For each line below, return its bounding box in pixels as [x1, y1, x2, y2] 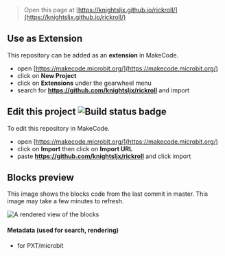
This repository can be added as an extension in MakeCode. [7, 51, 179, 59]
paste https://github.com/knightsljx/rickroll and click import [16, 152, 191, 160]
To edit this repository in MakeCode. [7, 124, 110, 132]
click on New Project [16, 71, 77, 79]
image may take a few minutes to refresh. [7, 197, 124, 205]
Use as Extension [7, 33, 83, 44]
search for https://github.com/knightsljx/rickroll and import [16, 86, 190, 94]
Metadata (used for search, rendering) [7, 226, 119, 235]
